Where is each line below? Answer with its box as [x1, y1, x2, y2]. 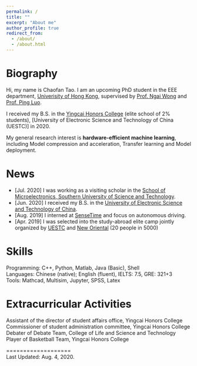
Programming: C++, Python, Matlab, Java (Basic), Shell [6, 264, 140, 271]
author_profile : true [6, 25, 59, 31]
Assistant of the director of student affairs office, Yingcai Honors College [6, 317, 183, 324]
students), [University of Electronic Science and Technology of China [6, 116, 174, 124]
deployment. [6, 147, 36, 154]
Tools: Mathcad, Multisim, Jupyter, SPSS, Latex [6, 277, 121, 284]
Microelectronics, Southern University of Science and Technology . [14, 192, 176, 200]
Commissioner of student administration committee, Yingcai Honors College [6, 323, 191, 330]
